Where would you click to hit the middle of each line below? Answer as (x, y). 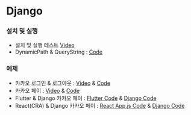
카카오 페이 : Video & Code (47, 90)
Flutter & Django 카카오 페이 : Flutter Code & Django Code (86, 98)
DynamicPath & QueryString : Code (59, 52)
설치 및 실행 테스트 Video (45, 45)
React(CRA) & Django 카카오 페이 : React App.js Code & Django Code (100, 105)
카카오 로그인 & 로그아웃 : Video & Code (62, 83)
